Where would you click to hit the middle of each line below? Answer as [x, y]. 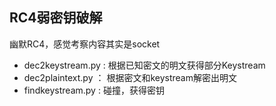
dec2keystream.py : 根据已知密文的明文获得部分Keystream [144, 65]
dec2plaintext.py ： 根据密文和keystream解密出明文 [130, 77]
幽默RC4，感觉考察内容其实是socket [85, 44]
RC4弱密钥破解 [56, 18]
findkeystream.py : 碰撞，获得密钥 [94, 90]
